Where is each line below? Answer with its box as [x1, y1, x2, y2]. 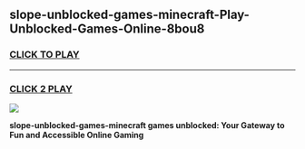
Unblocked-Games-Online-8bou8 [9, 22, 205, 37]
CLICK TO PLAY [9, 49, 80, 61]
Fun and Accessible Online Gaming [9, 129, 144, 140]
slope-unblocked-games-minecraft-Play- [9, 7, 250, 23]
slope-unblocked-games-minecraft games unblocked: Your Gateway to [9, 119, 285, 130]
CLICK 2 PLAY [9, 82, 73, 95]
